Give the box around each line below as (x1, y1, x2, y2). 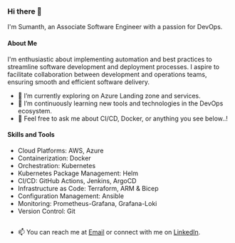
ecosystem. (17, 106, 52, 115)
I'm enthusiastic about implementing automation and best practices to (7, 55, 212, 63)
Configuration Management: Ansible (17, 192, 125, 200)
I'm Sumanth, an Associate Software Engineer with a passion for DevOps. (7, 23, 223, 31)
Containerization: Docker (17, 153, 91, 162)
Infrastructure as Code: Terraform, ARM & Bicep (17, 184, 159, 192)
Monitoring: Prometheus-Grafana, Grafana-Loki (17, 199, 157, 207)
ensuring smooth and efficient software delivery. (7, 78, 150, 86)
